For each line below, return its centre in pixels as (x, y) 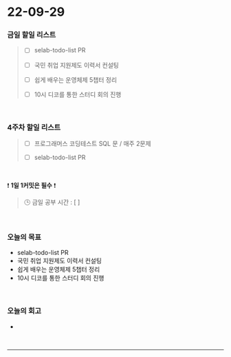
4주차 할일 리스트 (34, 127)
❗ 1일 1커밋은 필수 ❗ (32, 185)
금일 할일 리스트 (32, 35)
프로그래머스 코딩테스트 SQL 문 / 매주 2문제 (92, 144)
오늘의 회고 (24, 311)
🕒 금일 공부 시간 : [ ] (52, 202)
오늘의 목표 (24, 237)
